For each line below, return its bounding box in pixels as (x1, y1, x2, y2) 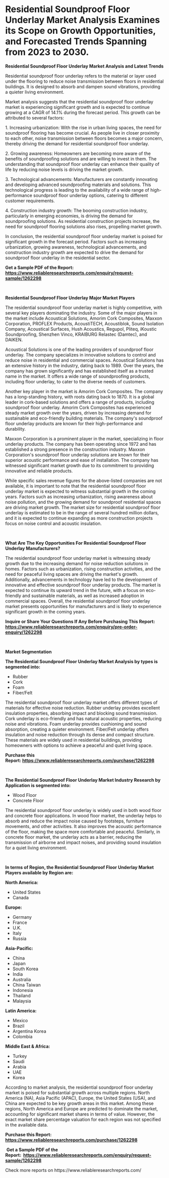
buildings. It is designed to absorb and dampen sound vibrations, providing (5, 83, 160, 89)
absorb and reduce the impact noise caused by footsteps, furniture (5, 818, 144, 824)
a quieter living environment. (5, 89, 64, 95)
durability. (5, 426, 26, 432)
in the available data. (5, 1122, 48, 1128)
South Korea (12, 966, 39, 972)
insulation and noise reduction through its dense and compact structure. (5, 731, 155, 737)
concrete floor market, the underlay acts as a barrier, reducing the (5, 834, 142, 840)
